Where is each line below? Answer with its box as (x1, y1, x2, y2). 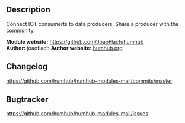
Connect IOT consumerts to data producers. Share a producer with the (6, 20, 179, 27)
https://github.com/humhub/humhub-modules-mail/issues (6, 110, 149, 117)
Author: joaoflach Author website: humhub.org (6, 44, 123, 51)
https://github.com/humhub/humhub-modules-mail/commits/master (6, 77, 173, 85)
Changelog (6, 61, 48, 72)
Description (6, 5, 50, 15)
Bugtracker (6, 95, 49, 105)
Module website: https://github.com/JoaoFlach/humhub (6, 38, 144, 45)
